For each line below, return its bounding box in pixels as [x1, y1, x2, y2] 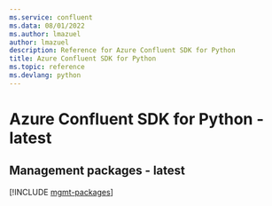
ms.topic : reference [9, 63, 86, 72]
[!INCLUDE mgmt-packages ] [9, 186, 113, 197]
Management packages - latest [9, 163, 186, 178]
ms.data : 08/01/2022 [9, 21, 86, 30]
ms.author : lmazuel [9, 29, 82, 38]
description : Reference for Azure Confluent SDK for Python [9, 46, 237, 55]
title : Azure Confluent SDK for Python [9, 54, 157, 63]
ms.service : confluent [9, 12, 93, 22]
